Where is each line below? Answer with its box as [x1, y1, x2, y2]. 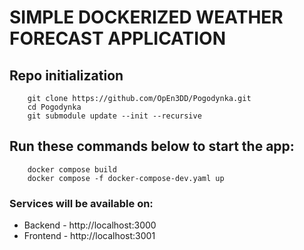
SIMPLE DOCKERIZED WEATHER [9, 6, 284, 29]
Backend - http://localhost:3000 [23, 219, 157, 231]
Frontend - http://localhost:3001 [23, 230, 156, 242]
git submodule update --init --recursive [27, 111, 202, 121]
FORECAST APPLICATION [9, 27, 226, 50]
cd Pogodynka [27, 102, 82, 112]
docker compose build [27, 164, 117, 175]
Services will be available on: [9, 196, 154, 210]
